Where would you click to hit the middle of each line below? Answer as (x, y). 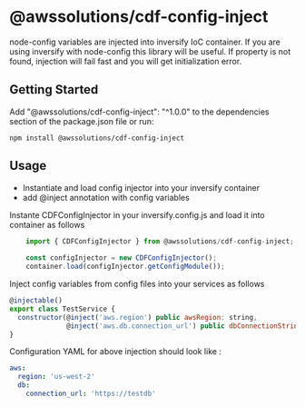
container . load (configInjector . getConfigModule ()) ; (125, 267)
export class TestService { (63, 309)
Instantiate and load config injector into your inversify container (141, 187)
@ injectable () (36, 301)
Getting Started (54, 89)
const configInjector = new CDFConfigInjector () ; (122, 258)
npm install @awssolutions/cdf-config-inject (97, 138)
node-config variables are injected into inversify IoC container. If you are (145, 42)
